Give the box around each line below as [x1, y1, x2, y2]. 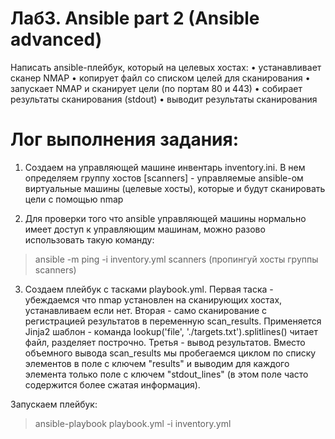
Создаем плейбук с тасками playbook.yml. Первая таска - [24, 283, 274, 295]
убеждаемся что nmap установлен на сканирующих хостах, [24, 293, 283, 306]
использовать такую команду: [24, 233, 155, 246]
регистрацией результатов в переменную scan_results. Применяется [24, 315, 322, 327]
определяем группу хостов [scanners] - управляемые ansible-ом [24, 172, 304, 184]
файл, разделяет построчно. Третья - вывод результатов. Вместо [24, 336, 306, 348]
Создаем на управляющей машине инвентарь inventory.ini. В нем [24, 161, 306, 173]
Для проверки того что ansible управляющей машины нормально [24, 212, 307, 224]
